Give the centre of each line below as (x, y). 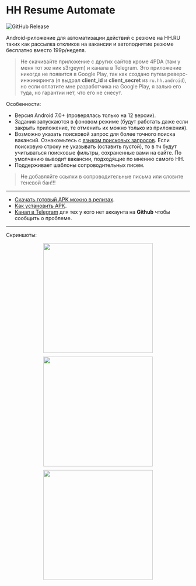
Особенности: (24, 104)
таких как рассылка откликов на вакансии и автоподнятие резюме (90, 44)
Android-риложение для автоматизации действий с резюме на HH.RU (93, 37)
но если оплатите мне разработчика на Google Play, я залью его (101, 86)
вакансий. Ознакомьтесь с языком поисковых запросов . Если (92, 140)
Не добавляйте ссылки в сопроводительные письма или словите (102, 176)
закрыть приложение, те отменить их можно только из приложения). (101, 128)
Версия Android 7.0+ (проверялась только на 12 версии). (85, 115)
